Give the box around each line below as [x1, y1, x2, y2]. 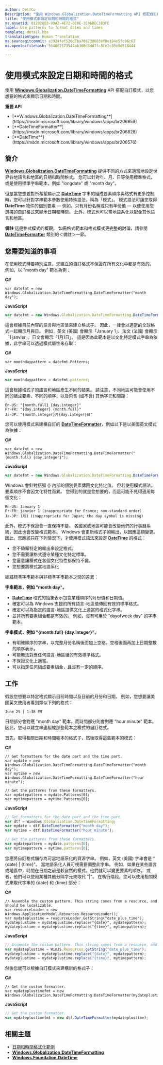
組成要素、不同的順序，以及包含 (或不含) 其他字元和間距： [13, 393, 130, 399]
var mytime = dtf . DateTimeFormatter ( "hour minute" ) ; [5, 828, 114, 833]
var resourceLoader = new [5, 907, 57, 912]
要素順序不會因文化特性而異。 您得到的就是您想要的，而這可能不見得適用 [5, 488, 151, 494]
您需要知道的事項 [5, 247, 56, 256]
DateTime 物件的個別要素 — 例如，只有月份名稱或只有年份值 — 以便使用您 [5, 203, 154, 209]
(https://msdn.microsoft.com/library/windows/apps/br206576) [12, 139, 137, 145]
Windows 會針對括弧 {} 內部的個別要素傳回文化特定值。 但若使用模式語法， [5, 482, 155, 488]
